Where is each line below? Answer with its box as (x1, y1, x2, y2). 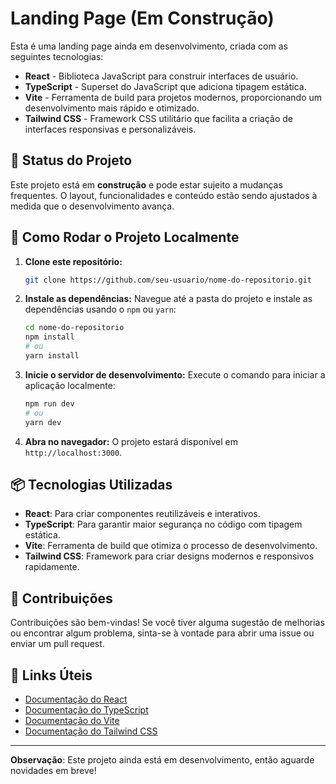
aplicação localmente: (24, 379, 116, 391)
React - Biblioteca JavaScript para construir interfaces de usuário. (24, 70, 299, 82)
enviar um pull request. (10, 638, 105, 650)
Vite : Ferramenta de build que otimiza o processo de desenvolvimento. (24, 540, 318, 552)
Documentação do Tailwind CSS (24, 725, 158, 737)
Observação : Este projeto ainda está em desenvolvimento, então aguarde (10, 754, 315, 766)
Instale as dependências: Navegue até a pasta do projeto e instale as (24, 293, 313, 305)
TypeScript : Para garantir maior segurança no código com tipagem (24, 518, 303, 531)
